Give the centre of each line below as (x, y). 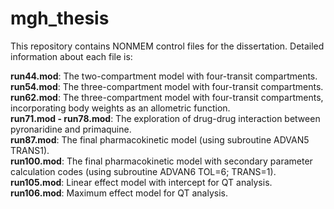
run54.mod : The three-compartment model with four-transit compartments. (167, 86)
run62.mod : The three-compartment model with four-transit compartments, (167, 97)
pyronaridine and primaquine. (71, 129)
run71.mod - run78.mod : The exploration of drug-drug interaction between (165, 118)
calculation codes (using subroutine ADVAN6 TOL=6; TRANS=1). (143, 171)
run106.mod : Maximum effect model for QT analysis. (119, 193)
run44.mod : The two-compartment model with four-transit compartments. (164, 76)
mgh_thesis (60, 18)
